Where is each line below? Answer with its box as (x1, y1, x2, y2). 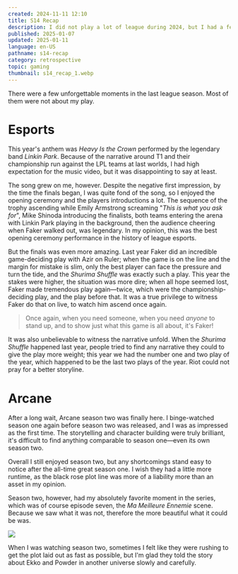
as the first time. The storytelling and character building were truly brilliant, (8, 429, 225, 437)
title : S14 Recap (8, 17, 59, 24)
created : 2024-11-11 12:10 (8, 10, 88, 18)
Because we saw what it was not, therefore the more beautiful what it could (8, 509, 228, 517)
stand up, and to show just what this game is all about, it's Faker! (25, 322, 214, 330)
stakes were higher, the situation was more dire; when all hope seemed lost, (8, 278, 229, 286)
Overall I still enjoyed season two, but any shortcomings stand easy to (8, 458, 212, 466)
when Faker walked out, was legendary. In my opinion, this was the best (8, 226, 218, 235)
